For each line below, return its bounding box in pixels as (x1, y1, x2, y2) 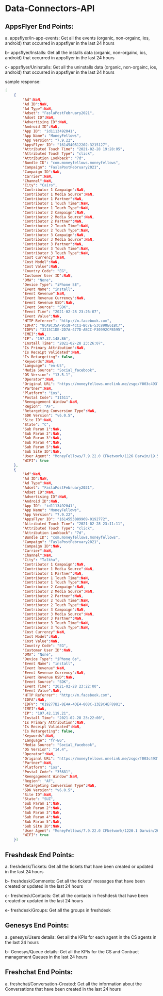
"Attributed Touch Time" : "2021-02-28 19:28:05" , (22, 147, 125, 152)
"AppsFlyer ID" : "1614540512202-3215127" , (22, 142, 110, 147)
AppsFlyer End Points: (5, 22, 74, 31)
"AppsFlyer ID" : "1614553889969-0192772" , (22, 517, 110, 522)
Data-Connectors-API (5, 3, 95, 14)
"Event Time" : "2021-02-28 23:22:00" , (22, 684, 101, 689)
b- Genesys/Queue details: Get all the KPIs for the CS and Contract (5, 948, 139, 954)
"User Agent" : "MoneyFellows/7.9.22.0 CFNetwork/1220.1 (22, 828, 138, 833)
